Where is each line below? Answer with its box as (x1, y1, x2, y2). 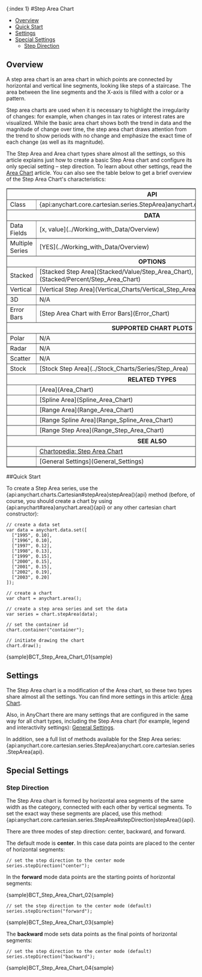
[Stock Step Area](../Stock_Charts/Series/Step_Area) (39, 364, 189, 373)
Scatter (10, 354, 31, 362)
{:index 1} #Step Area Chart (6, 5, 74, 12)
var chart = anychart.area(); (6, 595, 82, 601)
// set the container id (6, 621, 69, 627)
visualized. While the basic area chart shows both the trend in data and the (6, 119, 192, 126)
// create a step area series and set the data (6, 606, 128, 612)
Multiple (10, 239, 33, 247)
